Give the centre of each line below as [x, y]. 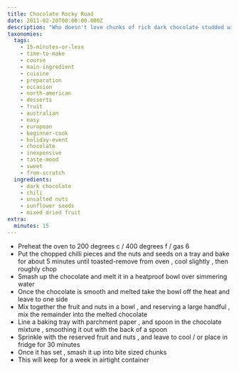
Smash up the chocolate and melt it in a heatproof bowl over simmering [122, 276]
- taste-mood [39, 160]
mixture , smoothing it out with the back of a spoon [92, 329]
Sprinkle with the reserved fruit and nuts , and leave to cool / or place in [123, 337]
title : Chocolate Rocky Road [51, 14]
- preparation [41, 80]
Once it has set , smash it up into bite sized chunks [92, 352]
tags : [22, 41]
